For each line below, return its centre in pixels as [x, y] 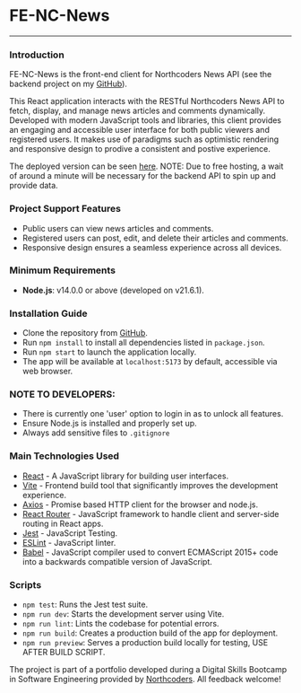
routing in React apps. [63, 523]
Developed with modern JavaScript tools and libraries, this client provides [146, 120]
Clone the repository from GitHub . [85, 333]
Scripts [26, 584]
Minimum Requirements [63, 270]
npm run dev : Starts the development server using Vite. [123, 614]
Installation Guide [48, 313]
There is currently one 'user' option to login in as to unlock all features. [153, 414]
